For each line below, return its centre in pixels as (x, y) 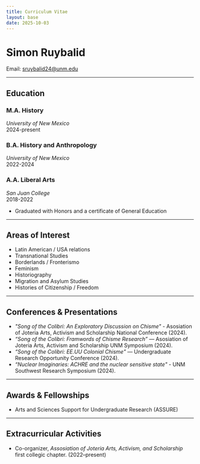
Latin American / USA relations (52, 250)
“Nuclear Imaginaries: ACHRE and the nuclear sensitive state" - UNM (100, 364)
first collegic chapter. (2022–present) (60, 454)
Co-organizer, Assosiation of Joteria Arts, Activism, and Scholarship (99, 448)
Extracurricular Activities (54, 434)
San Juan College (28, 193)
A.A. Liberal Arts (31, 180)
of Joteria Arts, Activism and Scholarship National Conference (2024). (101, 333)
